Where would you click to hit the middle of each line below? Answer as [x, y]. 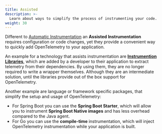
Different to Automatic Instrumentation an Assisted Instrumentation [73, 37]
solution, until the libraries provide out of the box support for [65, 77]
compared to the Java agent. [41, 116]
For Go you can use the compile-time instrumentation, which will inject [83, 121]
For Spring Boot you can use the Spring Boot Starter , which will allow [81, 106]
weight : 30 [16, 23]
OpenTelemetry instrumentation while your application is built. [74, 127]
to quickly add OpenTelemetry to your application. [55, 47]
